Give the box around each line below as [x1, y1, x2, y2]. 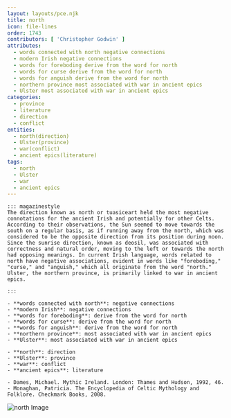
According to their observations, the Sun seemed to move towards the [7, 221, 215, 229]
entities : [7, 126, 36, 133]
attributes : [7, 42, 41, 49]
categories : [7, 94, 41, 101]
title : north [7, 17, 45, 24]
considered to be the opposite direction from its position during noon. [7, 234, 225, 241]
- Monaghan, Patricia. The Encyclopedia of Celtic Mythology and [7, 385, 199, 392]
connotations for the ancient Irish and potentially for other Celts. [7, 216, 215, 223]
